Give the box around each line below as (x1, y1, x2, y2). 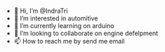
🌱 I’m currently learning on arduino (13, 22, 114, 30)
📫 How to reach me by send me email (13, 37, 125, 45)
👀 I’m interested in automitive (13, 14, 98, 22)
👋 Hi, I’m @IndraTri (13, 7, 68, 15)
